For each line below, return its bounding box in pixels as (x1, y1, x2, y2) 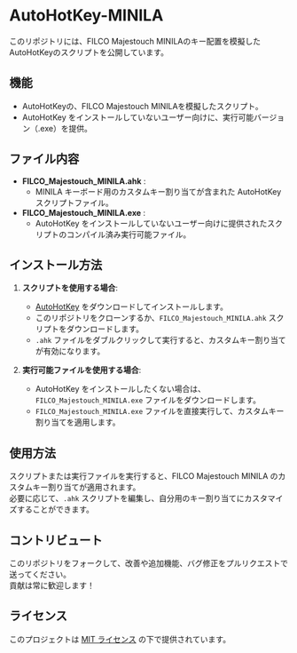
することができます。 (16, 504, 95, 515)
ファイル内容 (9, 152, 80, 167)
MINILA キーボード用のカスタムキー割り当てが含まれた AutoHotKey (35, 186, 282, 196)
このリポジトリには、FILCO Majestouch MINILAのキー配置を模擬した (9, 36, 262, 46)
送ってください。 (9, 569, 71, 579)
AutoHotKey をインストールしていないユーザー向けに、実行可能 (21, 112, 254, 123)
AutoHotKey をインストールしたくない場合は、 (35, 384, 207, 394)
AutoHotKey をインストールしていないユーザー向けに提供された (35, 218, 268, 228)
